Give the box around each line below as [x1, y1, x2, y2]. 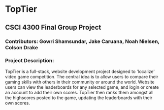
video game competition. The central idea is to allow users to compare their [5, 73, 159, 79]
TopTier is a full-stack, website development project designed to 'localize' [5, 68, 155, 74]
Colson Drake [5, 44, 38, 51]
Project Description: [5, 57, 54, 64]
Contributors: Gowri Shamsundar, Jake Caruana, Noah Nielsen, [5, 38, 160, 45]
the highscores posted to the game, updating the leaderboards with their [5, 95, 153, 101]
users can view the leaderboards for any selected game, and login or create [5, 84, 159, 90]
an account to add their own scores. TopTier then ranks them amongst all [5, 89, 154, 95]
